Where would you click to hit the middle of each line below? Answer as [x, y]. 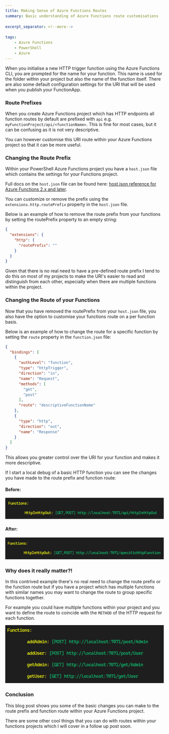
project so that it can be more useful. [44, 145]
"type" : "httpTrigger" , [44, 368]
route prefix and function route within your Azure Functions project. [75, 711]
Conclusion [20, 695]
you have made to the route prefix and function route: [61, 478]
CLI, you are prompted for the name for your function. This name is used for [84, 74]
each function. [20, 618]
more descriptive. [23, 463]
